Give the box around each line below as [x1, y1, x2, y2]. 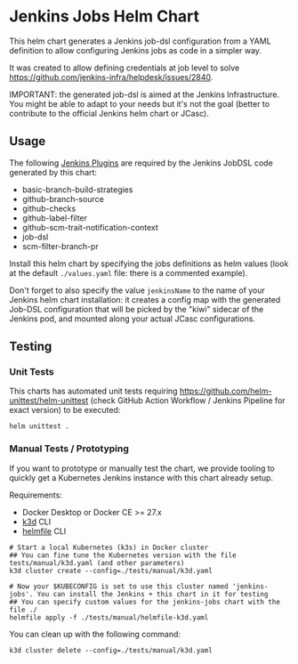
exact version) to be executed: [9, 405, 121, 416]
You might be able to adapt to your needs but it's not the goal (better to [9, 98, 270, 109]
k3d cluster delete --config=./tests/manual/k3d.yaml [9, 645, 213, 655]
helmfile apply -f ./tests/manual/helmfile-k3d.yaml [9, 612, 209, 622]
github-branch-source [21, 193, 104, 204]
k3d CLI [21, 516, 52, 527]
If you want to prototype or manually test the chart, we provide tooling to [9, 463, 276, 474]
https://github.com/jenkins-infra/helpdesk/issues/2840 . [9, 71, 213, 82]
